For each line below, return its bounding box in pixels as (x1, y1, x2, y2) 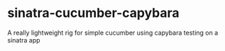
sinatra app (7, 35, 40, 44)
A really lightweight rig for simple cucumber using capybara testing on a (7, 28, 219, 37)
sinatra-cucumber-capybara (7, 5, 180, 21)
